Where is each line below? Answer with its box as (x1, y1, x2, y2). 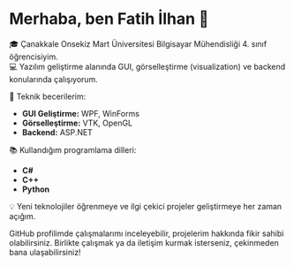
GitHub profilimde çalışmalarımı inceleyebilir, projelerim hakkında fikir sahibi (9, 228, 284, 239)
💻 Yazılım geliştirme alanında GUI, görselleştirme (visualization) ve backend (9, 61, 286, 72)
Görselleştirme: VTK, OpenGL (21, 118, 133, 128)
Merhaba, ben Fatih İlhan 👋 (9, 9, 209, 29)
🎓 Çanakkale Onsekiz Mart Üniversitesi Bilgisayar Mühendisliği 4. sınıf (9, 38, 268, 49)
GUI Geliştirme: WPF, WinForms (21, 108, 139, 118)
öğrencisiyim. (9, 51, 59, 62)
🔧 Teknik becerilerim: (9, 91, 87, 102)
